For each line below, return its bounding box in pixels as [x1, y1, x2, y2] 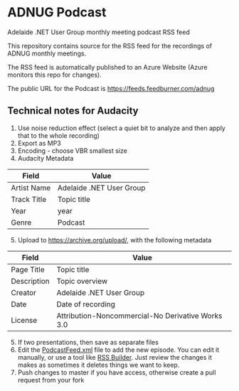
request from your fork [17, 375, 85, 384]
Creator [11, 287, 37, 297]
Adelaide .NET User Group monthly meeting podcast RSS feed [7, 28, 190, 36]
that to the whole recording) [17, 131, 100, 139]
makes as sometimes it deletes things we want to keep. [17, 360, 180, 369]
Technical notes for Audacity [7, 105, 139, 117]
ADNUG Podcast [7, 4, 107, 21]
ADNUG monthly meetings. [7, 49, 87, 58]
